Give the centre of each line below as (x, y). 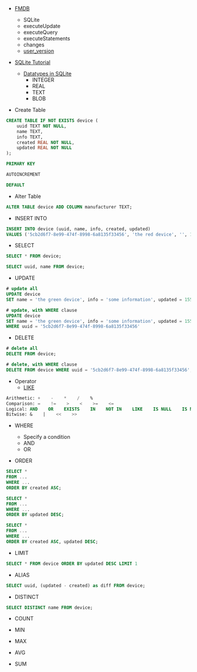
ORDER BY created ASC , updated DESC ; (52, 541)
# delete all (22, 349)
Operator (26, 381)
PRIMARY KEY (21, 164)
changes (34, 45)
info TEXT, (30, 137)
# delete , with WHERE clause (42, 364)
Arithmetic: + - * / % (50, 398)
